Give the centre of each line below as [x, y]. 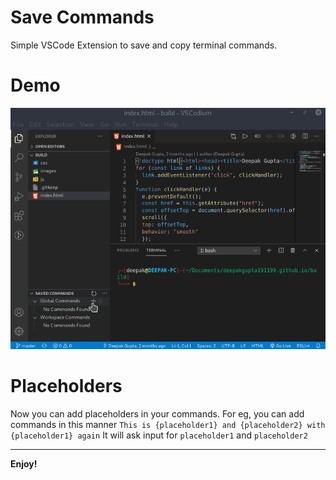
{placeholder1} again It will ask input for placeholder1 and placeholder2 [159, 435]
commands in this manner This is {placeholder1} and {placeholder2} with [168, 425]
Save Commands [82, 17]
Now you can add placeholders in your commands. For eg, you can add [157, 414]
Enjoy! [24, 464]
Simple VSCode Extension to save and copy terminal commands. [144, 45]
